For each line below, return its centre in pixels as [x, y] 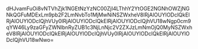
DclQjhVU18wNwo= [30, 40]
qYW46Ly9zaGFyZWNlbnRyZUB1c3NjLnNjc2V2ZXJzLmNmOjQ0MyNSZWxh [99, 27]
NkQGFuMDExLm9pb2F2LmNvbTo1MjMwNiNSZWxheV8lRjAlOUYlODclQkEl [98, 15]
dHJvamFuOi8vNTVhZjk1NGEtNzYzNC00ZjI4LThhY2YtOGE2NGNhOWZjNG [98, 9]
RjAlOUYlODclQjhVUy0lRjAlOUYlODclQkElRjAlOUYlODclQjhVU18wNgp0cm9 [99, 21]
